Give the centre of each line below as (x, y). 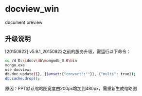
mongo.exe (15, 65)
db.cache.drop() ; (23, 79)
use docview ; (18, 70)
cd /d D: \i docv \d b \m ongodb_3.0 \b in (41, 61)
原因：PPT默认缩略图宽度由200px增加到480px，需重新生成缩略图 (71, 89)
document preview (24, 22)
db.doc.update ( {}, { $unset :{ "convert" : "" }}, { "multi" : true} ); (71, 74)
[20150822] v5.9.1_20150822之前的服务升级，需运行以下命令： (68, 51)
